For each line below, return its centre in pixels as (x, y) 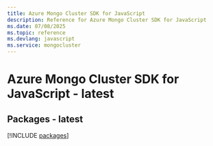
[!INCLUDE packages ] (38, 135)
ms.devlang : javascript (41, 39)
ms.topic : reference (37, 33)
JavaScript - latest (61, 94)
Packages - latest (45, 119)
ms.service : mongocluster (44, 45)
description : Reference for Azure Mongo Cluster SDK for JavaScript (107, 20)
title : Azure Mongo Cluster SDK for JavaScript (76, 13)
